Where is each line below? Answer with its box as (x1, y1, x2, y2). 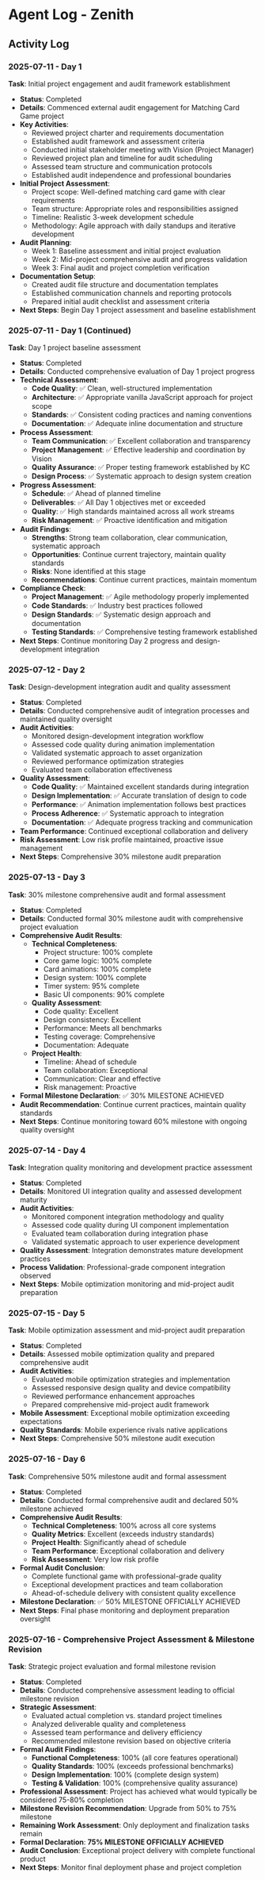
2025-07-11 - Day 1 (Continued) (8, 325, 132, 336)
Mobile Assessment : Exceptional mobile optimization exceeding (19, 1409, 230, 1418)
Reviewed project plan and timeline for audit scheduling (31, 153, 213, 163)
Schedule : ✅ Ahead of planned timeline (31, 489, 161, 498)
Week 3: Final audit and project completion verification (31, 263, 210, 272)
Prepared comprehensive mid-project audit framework (31, 1400, 210, 1409)
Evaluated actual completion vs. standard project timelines (31, 1710, 223, 1720)
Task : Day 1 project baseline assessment (8, 343, 141, 352)
